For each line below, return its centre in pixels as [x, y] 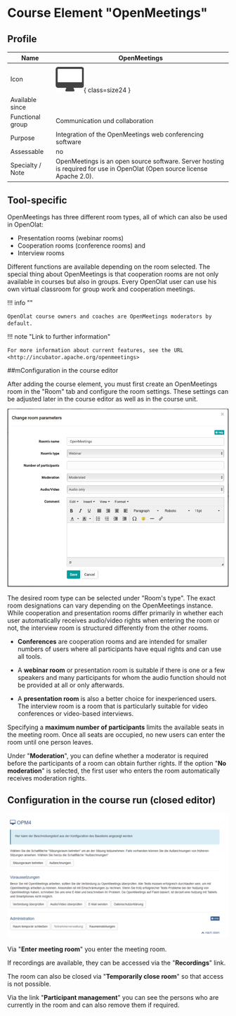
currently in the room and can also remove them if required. [93, 1005]
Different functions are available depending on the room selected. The [109, 267]
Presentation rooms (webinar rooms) [71, 238]
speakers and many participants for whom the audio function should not [122, 678]
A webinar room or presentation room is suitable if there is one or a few [121, 670]
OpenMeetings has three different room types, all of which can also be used [117, 217]
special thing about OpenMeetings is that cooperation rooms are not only [113, 274]
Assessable [27, 151]
